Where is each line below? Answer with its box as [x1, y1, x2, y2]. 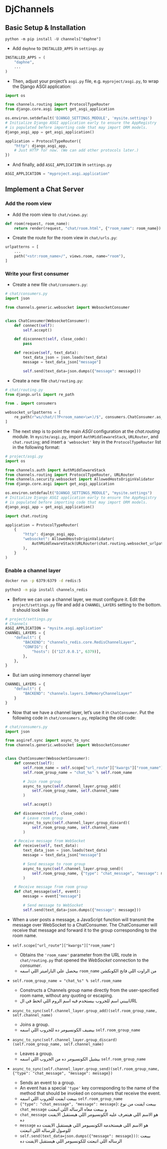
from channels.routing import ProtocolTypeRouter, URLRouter [5, 472, 135, 477]
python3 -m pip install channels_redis [5, 587, 88, 592]
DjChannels [5, 3, 55, 15]
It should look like [12, 607, 49, 613]
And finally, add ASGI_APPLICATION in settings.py [12, 161, 112, 168]
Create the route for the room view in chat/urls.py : [12, 235, 118, 241]
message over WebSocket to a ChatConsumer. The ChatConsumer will [12, 922, 158, 928]
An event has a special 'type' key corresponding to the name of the [19, 1085, 160, 1091]
